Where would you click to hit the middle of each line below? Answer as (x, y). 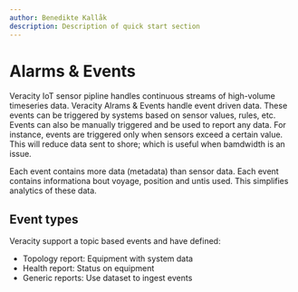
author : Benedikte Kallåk (58, 18)
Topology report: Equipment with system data (107, 258)
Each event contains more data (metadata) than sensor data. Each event (144, 171)
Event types (44, 219)
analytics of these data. (53, 190)
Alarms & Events (72, 71)
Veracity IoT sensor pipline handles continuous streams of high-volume (143, 96)
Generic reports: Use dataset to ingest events (107, 278)
